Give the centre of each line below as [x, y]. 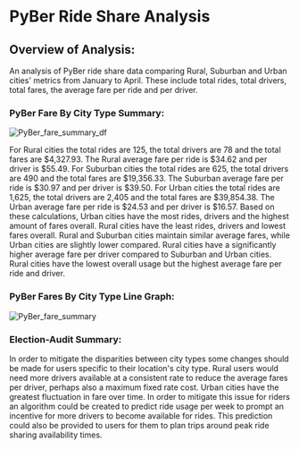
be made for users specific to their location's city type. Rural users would [144, 368]
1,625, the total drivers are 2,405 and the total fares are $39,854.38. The [142, 198]
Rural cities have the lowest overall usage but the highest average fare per [146, 264]
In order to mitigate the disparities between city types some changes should [149, 359]
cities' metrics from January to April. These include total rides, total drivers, [148, 80]
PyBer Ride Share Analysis [110, 17]
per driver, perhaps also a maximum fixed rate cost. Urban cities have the [144, 387]
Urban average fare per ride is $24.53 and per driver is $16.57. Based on [142, 207]
